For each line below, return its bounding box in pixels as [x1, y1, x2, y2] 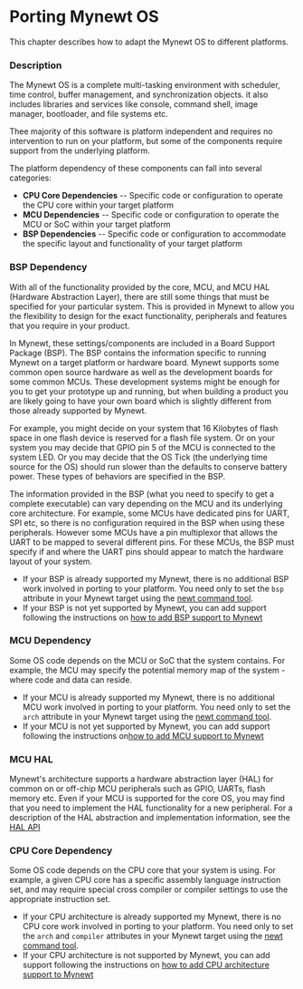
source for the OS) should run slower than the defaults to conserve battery [9, 461, 288, 472]
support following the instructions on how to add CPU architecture [22, 959, 270, 971]
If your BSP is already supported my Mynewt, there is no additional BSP [22, 573, 289, 584]
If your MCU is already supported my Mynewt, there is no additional [22, 692, 276, 703]
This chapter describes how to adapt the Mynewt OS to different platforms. [9, 36, 289, 47]
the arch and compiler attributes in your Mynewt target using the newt [22, 931, 283, 942]
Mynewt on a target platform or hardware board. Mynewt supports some [9, 356, 279, 368]
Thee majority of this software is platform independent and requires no [9, 126, 273, 137]
